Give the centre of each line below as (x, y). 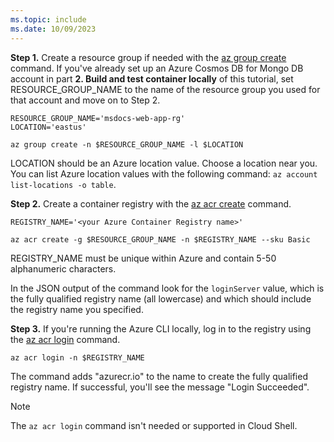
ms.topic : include (48, 19)
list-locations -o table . (63, 184)
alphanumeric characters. (63, 268)
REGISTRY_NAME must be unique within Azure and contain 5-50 (143, 258)
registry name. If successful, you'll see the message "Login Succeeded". (160, 387)
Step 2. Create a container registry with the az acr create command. (151, 203)
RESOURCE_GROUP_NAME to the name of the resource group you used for (165, 89)
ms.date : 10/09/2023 (53, 29)
